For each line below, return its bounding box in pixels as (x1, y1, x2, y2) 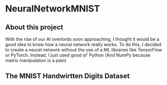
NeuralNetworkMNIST (5, 3, 100, 14)
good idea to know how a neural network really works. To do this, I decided (5, 41, 161, 47)
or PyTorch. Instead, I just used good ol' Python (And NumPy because (5, 52, 150, 58)
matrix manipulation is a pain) (5, 57, 67, 63)
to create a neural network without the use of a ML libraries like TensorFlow (5, 47, 162, 52)
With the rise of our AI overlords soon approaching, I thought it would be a (5, 36, 160, 42)
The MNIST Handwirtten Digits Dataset (5, 72, 130, 80)
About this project (5, 23, 64, 31)
